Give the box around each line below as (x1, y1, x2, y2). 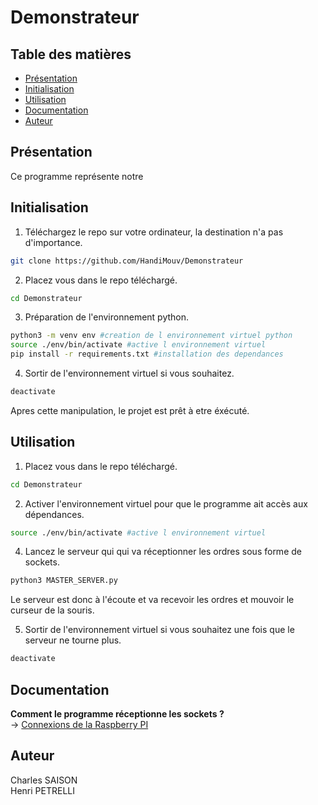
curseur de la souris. (10, 604, 95, 616)
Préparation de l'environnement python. (24, 311, 190, 323)
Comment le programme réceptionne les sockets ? (10, 708, 225, 720)
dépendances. (24, 508, 85, 520)
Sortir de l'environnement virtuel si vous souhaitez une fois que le (24, 624, 295, 636)
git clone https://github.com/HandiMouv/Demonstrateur (10, 256, 244, 266)
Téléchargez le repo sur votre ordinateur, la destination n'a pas (24, 226, 284, 238)
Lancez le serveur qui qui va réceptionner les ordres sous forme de (24, 546, 302, 558)
